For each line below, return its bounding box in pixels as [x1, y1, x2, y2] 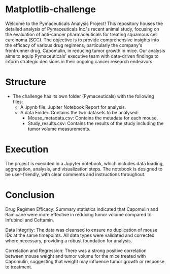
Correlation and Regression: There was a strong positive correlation [5, 247, 147, 254]
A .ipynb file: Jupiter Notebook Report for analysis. [20, 104, 126, 110]
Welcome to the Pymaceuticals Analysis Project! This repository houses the [5, 20, 163, 27]
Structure [5, 77, 47, 88]
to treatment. [5, 264, 32, 270]
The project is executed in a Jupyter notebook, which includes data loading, [5, 160, 164, 166]
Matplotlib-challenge [5, 4, 96, 15]
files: [12, 98, 23, 105]
